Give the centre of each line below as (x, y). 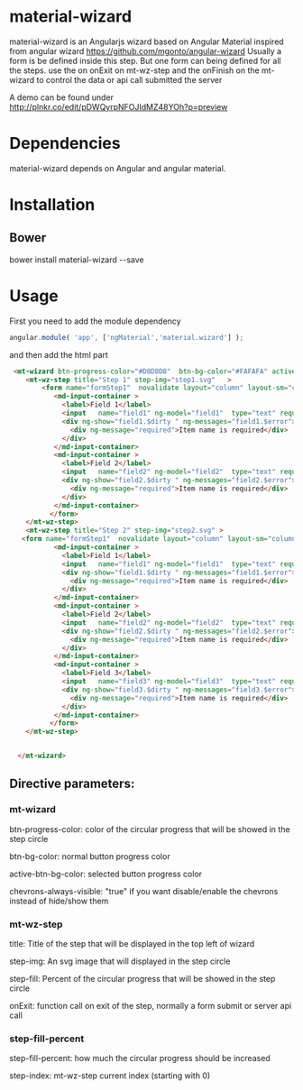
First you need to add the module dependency (96, 321)
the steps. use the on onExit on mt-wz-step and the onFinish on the (134, 70)
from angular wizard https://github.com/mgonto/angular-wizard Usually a (146, 50)
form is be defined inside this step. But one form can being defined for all (145, 60)
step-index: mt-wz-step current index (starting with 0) (110, 1076)
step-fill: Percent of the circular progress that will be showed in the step (142, 979)
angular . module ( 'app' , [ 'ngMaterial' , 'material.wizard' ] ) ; (127, 337)
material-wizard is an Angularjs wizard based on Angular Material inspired (147, 41)
